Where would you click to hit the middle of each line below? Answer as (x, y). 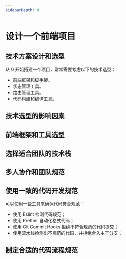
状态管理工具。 (28, 86)
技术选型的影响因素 (35, 116)
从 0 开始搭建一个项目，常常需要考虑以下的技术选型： (61, 69)
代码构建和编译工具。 (34, 99)
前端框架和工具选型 (35, 135)
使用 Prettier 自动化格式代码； (43, 221)
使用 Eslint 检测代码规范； (39, 214)
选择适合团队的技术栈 (38, 153)
